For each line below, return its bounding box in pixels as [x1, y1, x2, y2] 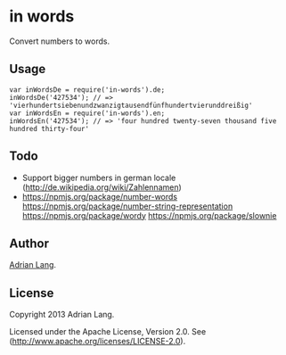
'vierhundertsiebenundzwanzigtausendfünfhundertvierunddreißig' [9, 101, 253, 110]
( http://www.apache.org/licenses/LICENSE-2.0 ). [9, 336, 186, 347]
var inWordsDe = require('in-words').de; [9, 85, 166, 95]
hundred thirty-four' [9, 124, 90, 133]
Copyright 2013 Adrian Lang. [9, 310, 115, 320]
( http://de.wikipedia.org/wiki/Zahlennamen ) [21, 181, 183, 193]
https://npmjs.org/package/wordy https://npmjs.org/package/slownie [21, 210, 277, 220]
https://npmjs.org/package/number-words [21, 191, 178, 202]
